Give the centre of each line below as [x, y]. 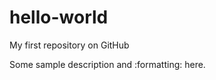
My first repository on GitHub [69, 45]
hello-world [59, 17]
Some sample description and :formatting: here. [107, 64]
